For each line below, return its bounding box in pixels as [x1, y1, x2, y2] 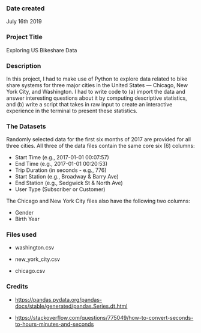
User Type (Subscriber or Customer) [14, 186, 106, 193]
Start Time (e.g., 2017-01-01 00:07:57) [14, 154, 109, 161]
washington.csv [14, 244, 55, 251]
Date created [6, 4, 45, 13]
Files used [6, 230, 37, 239]
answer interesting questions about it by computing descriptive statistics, [6, 94, 187, 102]
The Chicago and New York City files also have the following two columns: [6, 197, 191, 205]
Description [6, 61, 41, 70]
